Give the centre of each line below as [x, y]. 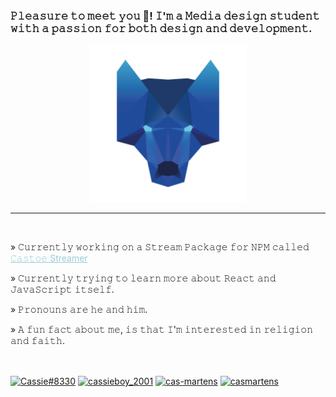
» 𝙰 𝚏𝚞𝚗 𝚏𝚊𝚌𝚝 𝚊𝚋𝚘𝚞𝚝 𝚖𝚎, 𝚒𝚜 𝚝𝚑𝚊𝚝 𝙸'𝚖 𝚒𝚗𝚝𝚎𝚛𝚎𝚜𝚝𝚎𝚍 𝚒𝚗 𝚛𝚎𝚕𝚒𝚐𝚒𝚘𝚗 [162, 330]
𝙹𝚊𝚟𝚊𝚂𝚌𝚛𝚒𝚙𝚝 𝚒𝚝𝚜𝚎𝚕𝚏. [62, 290]
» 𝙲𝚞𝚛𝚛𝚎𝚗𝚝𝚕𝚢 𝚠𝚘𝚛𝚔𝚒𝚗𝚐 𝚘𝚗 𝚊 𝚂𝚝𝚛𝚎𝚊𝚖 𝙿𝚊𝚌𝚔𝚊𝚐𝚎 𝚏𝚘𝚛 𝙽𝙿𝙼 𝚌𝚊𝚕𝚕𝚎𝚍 [160, 247]
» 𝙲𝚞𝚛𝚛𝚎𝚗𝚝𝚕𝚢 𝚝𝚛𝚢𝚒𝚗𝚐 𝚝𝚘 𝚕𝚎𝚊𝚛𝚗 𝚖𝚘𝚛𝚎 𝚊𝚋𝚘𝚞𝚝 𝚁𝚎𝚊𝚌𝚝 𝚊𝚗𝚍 [143, 278]
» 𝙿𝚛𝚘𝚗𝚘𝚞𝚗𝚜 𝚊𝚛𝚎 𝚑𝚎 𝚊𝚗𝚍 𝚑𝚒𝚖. [79, 310]
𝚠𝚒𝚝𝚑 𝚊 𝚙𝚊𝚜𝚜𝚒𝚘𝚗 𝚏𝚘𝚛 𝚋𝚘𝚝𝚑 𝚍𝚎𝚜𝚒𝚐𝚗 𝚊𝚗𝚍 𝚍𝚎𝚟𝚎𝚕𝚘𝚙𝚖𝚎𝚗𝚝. [161, 28]
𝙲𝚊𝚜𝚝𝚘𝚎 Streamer [49, 258]
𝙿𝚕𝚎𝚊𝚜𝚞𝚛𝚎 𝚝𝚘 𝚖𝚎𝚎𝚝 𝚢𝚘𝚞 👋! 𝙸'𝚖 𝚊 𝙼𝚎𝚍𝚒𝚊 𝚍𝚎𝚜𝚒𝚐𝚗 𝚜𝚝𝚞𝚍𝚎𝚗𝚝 [165, 16]
